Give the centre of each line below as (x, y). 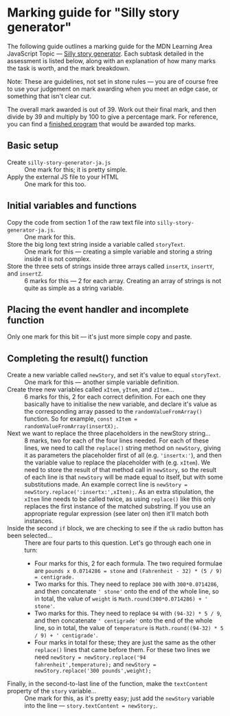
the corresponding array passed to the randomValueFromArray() (113, 412)
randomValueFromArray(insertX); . (71, 426)
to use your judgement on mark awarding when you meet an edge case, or (113, 89)
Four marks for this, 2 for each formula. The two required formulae (128, 563)
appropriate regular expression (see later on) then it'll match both (117, 514)
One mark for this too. (55, 184)
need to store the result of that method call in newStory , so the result (120, 470)
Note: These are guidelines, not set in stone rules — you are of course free (113, 81)
